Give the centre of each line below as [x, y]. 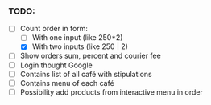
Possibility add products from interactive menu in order [112, 92]
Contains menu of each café [67, 83]
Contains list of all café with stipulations [86, 74]
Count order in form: [54, 29]
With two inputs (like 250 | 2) [80, 46]
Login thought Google [56, 65]
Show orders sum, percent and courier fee [90, 56]
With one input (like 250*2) [77, 38]
